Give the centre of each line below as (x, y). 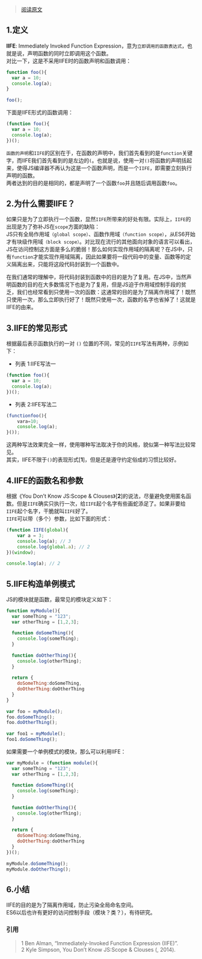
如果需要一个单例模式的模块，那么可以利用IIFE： (66, 752)
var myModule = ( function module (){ (52, 763)
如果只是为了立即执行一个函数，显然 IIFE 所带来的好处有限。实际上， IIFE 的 (99, 219)
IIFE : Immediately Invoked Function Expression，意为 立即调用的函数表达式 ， (97, 46)
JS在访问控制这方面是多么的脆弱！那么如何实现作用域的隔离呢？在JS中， (97, 250)
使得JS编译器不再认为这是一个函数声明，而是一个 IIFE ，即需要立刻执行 (104, 168)
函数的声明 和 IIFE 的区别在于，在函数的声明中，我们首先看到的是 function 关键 (99, 153)
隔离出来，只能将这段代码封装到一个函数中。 (66, 265)
